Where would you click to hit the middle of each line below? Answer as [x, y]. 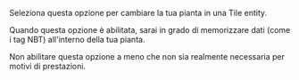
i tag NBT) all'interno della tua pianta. [77, 40]
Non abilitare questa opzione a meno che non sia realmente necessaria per [147, 56]
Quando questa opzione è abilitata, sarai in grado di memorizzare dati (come [150, 30]
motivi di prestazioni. [48, 66]
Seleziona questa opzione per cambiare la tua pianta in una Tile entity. [138, 13]
